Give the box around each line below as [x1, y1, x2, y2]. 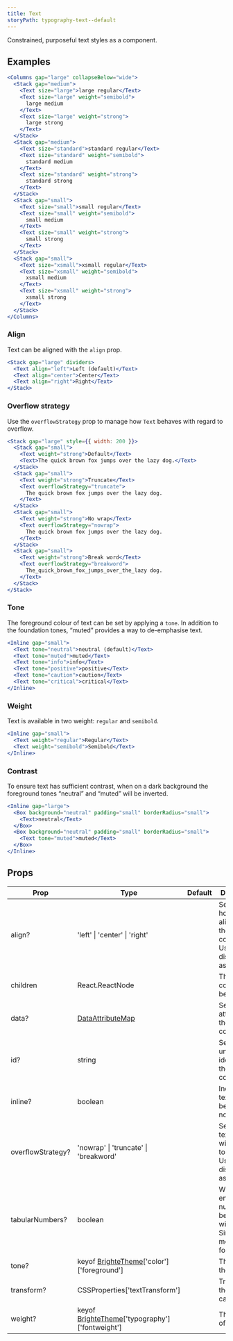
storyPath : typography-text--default [7, 17, 116, 24]
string [77, 1055, 96, 1064]
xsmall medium [25, 274, 67, 281]
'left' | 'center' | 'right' [77, 930, 148, 939]
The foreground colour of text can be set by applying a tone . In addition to [7, 618, 218, 627]
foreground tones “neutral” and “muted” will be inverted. [7, 789, 169, 798]
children [10, 980, 37, 990]
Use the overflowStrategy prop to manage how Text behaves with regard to [7, 417, 223, 425]
